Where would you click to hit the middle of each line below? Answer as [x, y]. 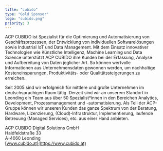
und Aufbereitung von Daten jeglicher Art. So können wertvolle [68, 63]
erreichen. [15, 78]
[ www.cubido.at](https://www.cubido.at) [46, 143]
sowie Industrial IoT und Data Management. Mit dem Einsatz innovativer [77, 47]
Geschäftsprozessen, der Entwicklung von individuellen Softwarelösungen [80, 42]
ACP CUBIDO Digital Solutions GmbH [42, 128]
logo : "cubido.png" [25, 18]
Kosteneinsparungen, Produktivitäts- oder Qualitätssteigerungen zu [73, 73]
